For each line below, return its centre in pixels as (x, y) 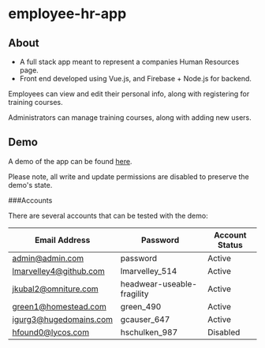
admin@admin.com (48, 258)
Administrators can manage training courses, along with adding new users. (130, 118)
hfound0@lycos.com (50, 332)
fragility (134, 294)
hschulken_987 (149, 332)
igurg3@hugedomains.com (62, 319)
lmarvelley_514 (149, 271)
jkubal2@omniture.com (55, 289)
